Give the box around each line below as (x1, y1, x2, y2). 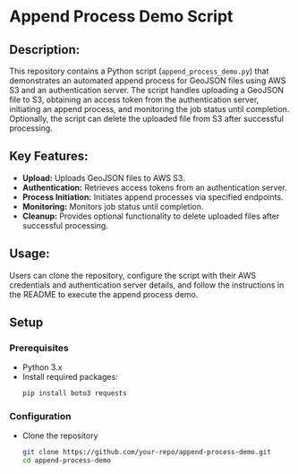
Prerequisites (9, 341, 69, 354)
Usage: (9, 246, 51, 262)
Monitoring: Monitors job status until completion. (21, 201, 204, 211)
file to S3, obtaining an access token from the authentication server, (9, 94, 260, 105)
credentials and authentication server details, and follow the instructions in (9, 280, 285, 290)
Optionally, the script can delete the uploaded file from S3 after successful (9, 114, 285, 124)
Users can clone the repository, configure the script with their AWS (9, 270, 257, 280)
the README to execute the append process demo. (9, 289, 199, 299)
